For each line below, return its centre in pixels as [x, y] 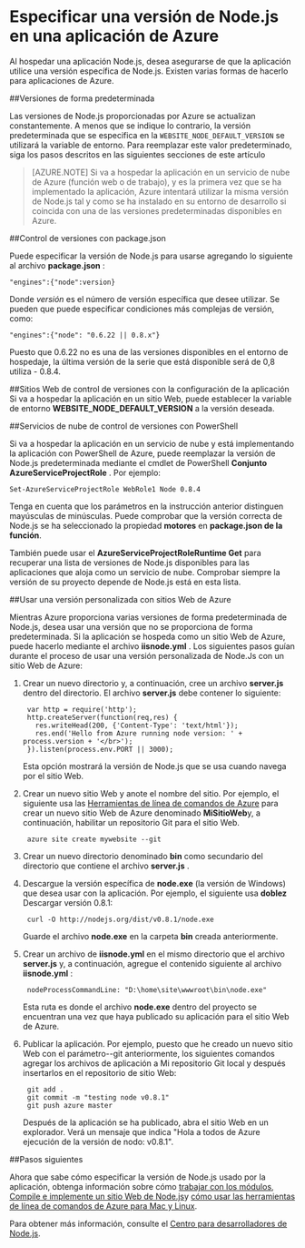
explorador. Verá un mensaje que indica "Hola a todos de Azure [141, 1131]
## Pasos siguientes [46, 1159]
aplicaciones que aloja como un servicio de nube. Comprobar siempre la [145, 572]
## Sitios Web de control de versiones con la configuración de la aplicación [150, 389]
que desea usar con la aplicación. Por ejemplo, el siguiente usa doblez [155, 893]
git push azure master [70, 1105]
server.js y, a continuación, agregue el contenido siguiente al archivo [152, 963]
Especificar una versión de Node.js [144, 17]
